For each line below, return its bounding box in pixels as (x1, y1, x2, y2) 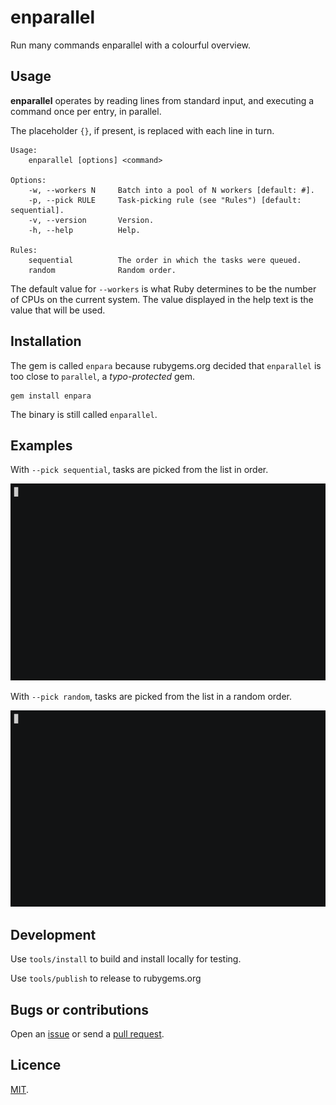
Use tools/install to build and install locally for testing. (10, 953, 242, 965)
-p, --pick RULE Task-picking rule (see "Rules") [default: (28, 195, 302, 205)
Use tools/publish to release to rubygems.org (10, 972, 202, 985)
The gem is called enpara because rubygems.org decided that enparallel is (10, 359, 322, 371)
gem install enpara (10, 391, 92, 401)
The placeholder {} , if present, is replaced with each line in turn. (10, 124, 275, 136)
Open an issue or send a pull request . (10, 1028, 165, 1040)
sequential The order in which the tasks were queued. (28, 255, 302, 265)
